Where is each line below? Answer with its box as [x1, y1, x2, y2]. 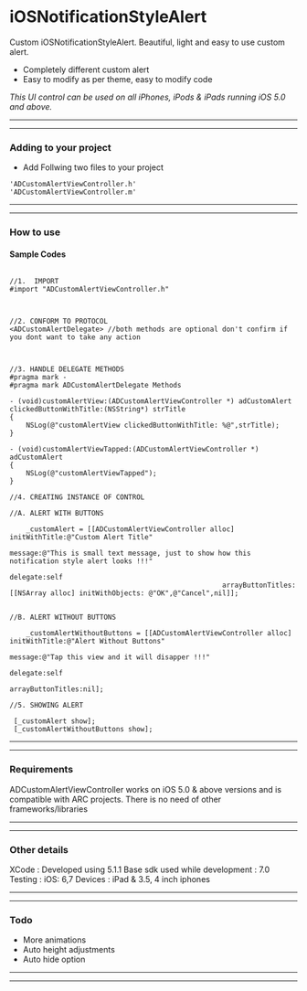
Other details [9, 843, 69, 856]
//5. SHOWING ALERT [9, 701, 84, 710]
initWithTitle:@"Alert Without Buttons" [9, 637, 166, 646]
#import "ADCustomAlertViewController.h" [9, 285, 170, 294]
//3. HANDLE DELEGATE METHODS [9, 365, 125, 374]
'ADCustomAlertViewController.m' [9, 187, 137, 197]
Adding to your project [9, 141, 111, 154]
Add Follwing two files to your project [22, 162, 164, 173]
